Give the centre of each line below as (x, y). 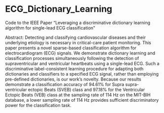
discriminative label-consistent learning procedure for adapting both (74, 69)
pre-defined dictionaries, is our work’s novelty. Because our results (73, 79)
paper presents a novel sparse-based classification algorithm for (71, 48)
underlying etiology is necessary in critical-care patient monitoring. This (78, 42)
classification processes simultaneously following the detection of (72, 58)
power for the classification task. (38, 105)
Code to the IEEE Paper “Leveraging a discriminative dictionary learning (78, 23)
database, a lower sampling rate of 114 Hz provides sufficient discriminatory (82, 100)
